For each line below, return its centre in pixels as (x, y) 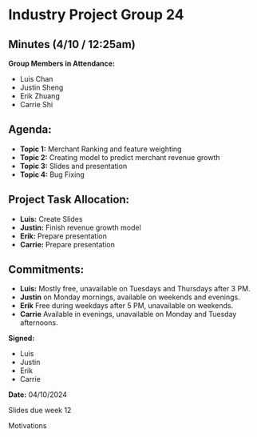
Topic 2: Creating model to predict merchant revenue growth (120, 157)
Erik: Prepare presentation (63, 236)
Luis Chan (36, 79)
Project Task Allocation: (69, 200)
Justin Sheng (42, 87)
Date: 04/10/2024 (38, 395)
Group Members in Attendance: (62, 63)
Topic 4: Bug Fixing (52, 174)
